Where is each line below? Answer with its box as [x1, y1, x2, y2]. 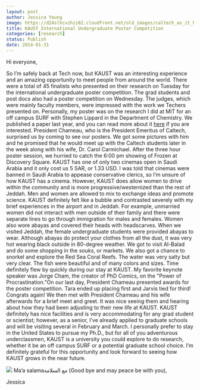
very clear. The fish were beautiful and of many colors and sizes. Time [6, 260, 179, 267]
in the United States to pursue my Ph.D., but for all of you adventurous [6, 329, 178, 336]
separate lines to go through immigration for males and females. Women [6, 215, 183, 222]
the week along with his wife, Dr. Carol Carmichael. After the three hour [6, 145, 181, 152]
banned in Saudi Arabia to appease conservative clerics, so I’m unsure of [6, 171, 186, 178]
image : [6, 20, 23, 26]
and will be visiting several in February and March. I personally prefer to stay [6, 323, 193, 330]
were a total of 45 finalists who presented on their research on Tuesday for [6, 82, 190, 89]
